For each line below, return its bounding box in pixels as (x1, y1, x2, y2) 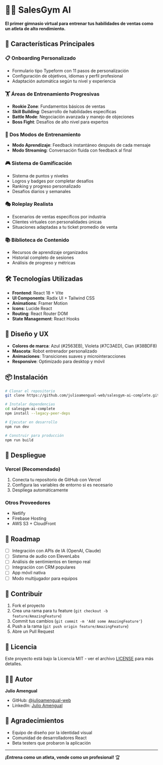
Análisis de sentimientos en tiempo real (12, 559, 91, 565)
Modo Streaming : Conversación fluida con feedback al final (12, 147, 132, 153)
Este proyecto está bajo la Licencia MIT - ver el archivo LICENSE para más (5, 656, 154, 662)
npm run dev (5, 424, 29, 429)
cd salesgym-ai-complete (5, 407, 55, 412)
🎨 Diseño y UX (5, 330, 49, 338)
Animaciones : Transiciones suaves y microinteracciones (12, 353, 126, 359)
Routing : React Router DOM (12, 311, 68, 316)
